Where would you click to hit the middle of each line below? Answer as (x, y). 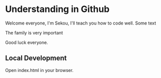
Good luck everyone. (27, 42)
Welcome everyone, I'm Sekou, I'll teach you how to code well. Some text (81, 23)
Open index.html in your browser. (39, 70)
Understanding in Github (57, 9)
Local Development (36, 58)
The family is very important (34, 32)
